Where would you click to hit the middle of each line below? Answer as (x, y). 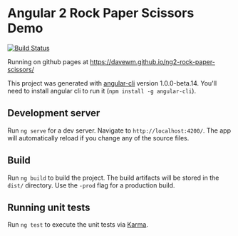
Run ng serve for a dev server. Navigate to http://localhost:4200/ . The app (119, 130)
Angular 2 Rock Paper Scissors (101, 13)
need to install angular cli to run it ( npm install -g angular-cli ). (102, 91)
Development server (54, 113)
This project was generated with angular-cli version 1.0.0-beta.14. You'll (112, 83)
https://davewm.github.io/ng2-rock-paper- (153, 61)
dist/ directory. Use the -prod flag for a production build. (91, 185)
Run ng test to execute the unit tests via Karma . (78, 225)
